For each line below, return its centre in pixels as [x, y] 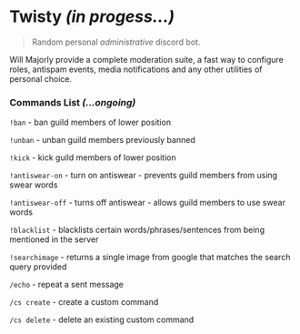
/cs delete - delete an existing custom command [102, 319]
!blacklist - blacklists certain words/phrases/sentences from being [137, 230]
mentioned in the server [54, 239]
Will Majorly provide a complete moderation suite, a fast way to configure [146, 59]
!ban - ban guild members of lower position [90, 122]
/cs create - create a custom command [84, 302]
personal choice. [41, 78]
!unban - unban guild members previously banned [102, 140]
